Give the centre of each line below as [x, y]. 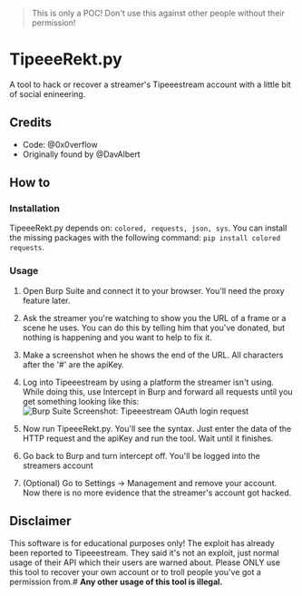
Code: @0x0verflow [60, 144]
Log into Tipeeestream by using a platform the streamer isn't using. [148, 382]
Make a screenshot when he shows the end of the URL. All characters [153, 355]
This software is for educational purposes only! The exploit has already [142, 542]
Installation [35, 209]
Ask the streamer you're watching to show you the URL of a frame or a [154, 318]
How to [30, 183]
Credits [31, 123]
